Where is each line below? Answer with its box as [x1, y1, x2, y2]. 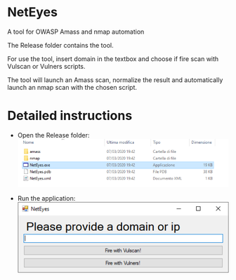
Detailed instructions [7, 108, 133, 124]
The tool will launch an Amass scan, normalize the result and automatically [7, 75, 223, 84]
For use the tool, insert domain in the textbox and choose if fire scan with [7, 54, 219, 63]
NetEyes [7, 4, 58, 20]
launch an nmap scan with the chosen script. [7, 83, 137, 91]
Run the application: [17, 194, 76, 203]
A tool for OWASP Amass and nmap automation [7, 27, 145, 36]
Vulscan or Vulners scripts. [7, 62, 86, 70]
